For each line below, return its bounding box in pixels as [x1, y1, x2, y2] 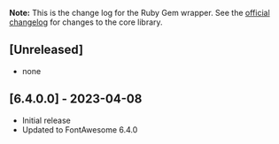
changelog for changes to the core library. [9, 17, 163, 27]
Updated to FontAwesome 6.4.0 [21, 124, 138, 135]
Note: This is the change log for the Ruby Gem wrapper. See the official [9, 8, 270, 18]
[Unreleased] [9, 42, 84, 57]
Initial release [21, 115, 71, 125]
